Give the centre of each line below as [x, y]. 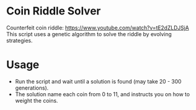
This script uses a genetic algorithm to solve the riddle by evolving [89, 34]
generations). [32, 88]
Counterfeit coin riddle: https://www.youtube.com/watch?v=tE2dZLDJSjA [98, 28]
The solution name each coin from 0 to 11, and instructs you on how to [102, 94]
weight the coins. [37, 100]
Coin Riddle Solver [54, 11]
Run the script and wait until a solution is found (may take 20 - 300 [98, 81]
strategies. [20, 40]
